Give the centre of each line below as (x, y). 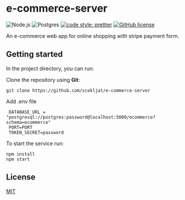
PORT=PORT (20, 127)
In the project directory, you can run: (50, 68)
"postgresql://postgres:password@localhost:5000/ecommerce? (81, 117)
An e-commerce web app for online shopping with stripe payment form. (93, 36)
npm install (20, 154)
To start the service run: (35, 143)
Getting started (35, 54)
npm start (18, 159)
